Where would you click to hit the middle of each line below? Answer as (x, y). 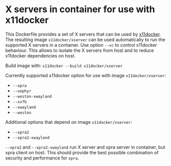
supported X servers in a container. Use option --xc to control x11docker (81, 45)
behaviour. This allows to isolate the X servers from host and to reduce (80, 50)
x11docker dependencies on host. (40, 56)
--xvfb (20, 102)
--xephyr (22, 91)
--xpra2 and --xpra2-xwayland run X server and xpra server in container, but (85, 147)
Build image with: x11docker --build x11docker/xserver (64, 65)
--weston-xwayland (32, 96)
